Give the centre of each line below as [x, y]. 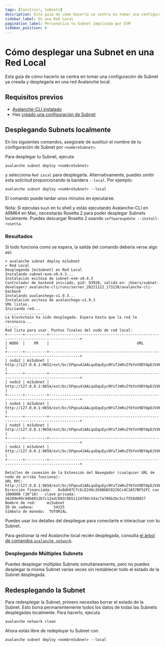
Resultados [19, 236]
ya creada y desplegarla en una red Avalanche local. [58, 82]
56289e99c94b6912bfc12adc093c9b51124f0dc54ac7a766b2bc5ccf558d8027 [76, 499]
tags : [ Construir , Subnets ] [34, 10]
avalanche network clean [30, 622]
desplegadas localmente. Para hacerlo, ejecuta [53, 612]
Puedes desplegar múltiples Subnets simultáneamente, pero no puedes [77, 564]
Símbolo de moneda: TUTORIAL [36, 511]
